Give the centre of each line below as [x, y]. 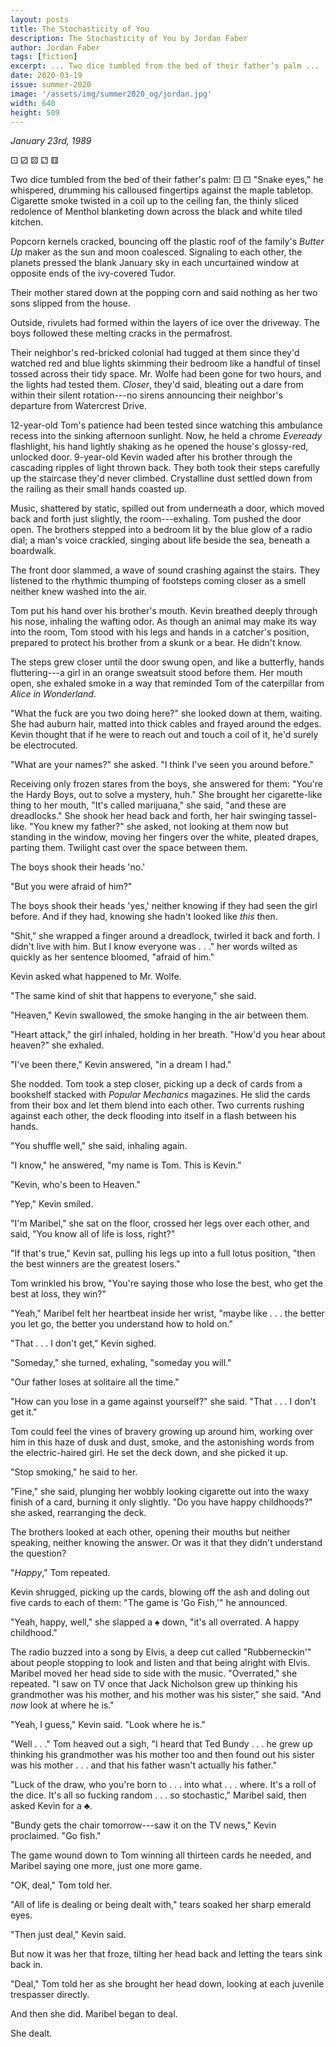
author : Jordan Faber [55, 47]
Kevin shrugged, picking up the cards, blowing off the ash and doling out [160, 1592]
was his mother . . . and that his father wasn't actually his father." [143, 1765]
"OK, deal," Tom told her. [61, 1885]
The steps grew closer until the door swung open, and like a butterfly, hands [167, 662]
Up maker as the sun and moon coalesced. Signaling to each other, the [156, 252]
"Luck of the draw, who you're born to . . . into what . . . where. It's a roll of [163, 1785]
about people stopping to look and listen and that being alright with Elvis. [160, 1663]
